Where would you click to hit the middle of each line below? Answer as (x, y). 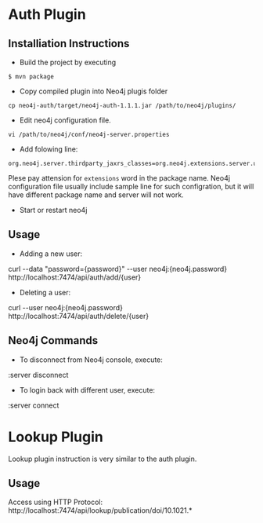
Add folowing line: (49, 149)
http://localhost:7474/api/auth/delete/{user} (79, 316)
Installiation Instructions (69, 44)
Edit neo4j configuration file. (65, 120)
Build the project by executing (68, 62)
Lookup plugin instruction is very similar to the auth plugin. (103, 459)
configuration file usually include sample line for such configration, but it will (131, 187)
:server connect (34, 405)
